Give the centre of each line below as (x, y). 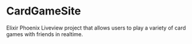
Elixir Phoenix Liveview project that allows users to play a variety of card (96, 28)
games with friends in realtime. (45, 34)
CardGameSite (44, 11)
